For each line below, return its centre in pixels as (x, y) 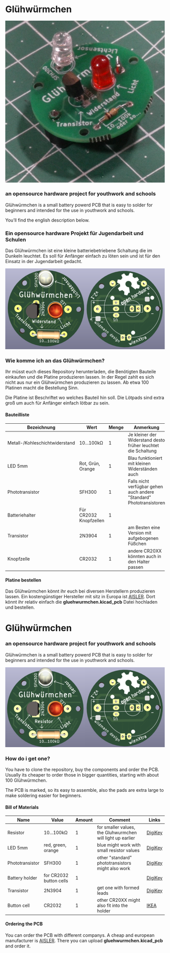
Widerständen (143, 469)
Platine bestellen (23, 580)
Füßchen (137, 544)
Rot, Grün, (90, 463)
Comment (120, 820)
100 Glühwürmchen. (26, 780)
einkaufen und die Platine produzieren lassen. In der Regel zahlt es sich (80, 377)
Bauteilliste (17, 415)
